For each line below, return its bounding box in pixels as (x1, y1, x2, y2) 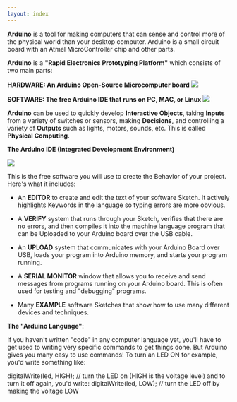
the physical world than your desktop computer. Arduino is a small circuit (7, 37, 219, 46)
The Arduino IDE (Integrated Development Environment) (7, 145, 175, 153)
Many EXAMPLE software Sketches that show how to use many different (17, 300, 229, 309)
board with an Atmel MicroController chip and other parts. (7, 45, 175, 53)
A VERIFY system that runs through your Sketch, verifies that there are (17, 214, 224, 223)
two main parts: (7, 66, 53, 74)
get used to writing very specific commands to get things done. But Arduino (7, 343, 228, 351)
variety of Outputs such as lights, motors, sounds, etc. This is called (7, 124, 206, 132)
